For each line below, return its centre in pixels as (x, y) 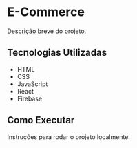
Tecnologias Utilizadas (57, 53)
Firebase (30, 98)
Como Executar (41, 120)
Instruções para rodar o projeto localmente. (69, 137)
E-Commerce (46, 12)
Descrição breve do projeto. (47, 31)
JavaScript (32, 84)
